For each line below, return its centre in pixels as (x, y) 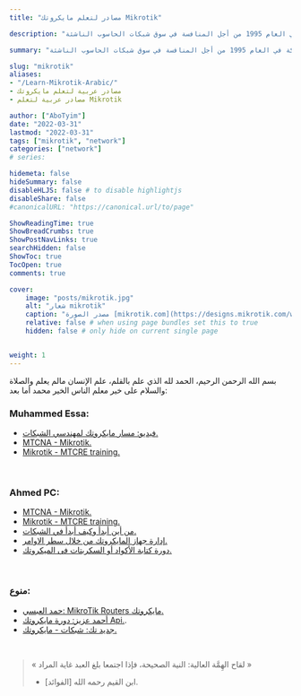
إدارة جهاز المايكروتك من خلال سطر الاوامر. (95, 541)
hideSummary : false (46, 182)
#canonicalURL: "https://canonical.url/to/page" (102, 207)
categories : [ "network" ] (56, 149)
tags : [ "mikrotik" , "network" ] (68, 141)
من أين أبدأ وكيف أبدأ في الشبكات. (79, 531)
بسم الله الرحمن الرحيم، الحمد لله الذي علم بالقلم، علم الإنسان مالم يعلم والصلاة (143, 380)
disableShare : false (48, 198)
